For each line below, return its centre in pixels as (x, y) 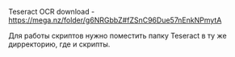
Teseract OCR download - (52, 12)
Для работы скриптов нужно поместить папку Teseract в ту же (118, 36)
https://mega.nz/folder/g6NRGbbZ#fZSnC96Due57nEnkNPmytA (115, 20)
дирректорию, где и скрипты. (59, 44)
